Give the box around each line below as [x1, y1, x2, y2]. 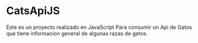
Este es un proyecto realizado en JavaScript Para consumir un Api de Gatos [6, 24, 192, 31]
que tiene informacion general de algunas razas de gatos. [6, 29, 148, 37]
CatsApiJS [6, 4, 60, 18]
